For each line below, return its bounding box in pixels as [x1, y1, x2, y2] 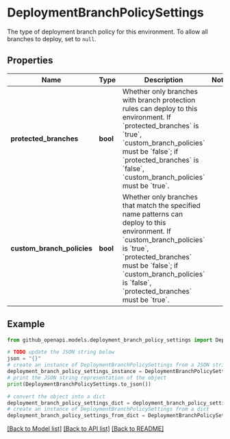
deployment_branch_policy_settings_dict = [7, 399, 130, 406]
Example [7, 318, 45, 330]
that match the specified [122, 200, 201, 210]
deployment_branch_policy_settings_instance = [7, 368, 142, 375]
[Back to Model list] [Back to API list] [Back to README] [7, 425, 164, 433]
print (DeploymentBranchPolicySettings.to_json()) [7, 381, 152, 388]
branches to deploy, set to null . [7, 34, 97, 43]
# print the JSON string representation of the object [7, 374, 167, 381]
